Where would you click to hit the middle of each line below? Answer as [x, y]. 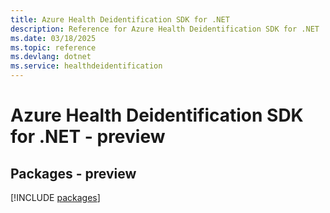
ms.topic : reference [53, 47]
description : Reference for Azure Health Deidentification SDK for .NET [165, 29]
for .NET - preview [88, 137]
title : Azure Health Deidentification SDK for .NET [120, 19]
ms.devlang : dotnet [51, 57]
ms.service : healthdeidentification [86, 66]
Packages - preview [73, 173]
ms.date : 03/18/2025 [53, 38]
